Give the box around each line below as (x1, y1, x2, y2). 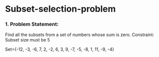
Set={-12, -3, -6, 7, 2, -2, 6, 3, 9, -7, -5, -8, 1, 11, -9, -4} (5, 46, 114, 52)
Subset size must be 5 (5, 37, 50, 43)
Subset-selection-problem (5, 3, 116, 15)
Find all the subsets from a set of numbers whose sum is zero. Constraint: (5, 32, 155, 38)
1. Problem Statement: (5, 21, 59, 28)
